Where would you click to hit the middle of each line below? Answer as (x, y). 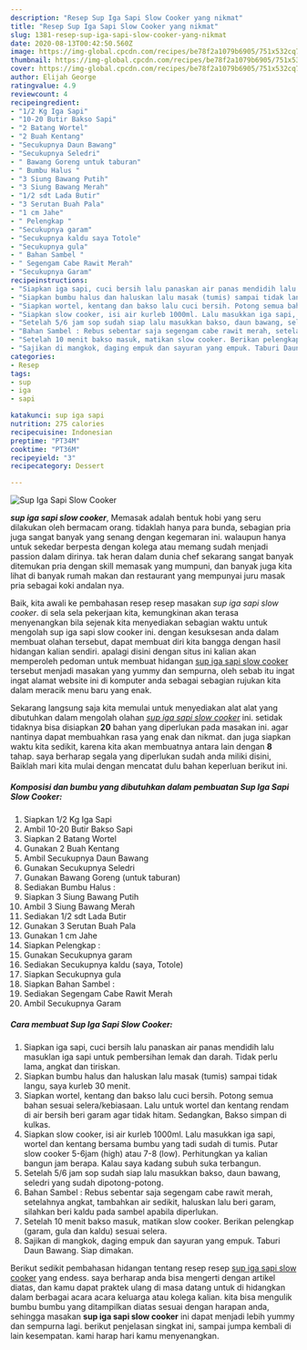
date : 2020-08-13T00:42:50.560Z (72, 43)
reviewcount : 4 (39, 94)
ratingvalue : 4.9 (43, 86)
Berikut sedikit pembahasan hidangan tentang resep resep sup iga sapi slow (153, 1268)
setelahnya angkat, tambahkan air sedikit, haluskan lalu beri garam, (150, 1202)
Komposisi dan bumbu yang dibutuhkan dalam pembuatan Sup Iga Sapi (150, 787)
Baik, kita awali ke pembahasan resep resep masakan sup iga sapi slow (144, 603)
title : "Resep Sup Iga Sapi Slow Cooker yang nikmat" (115, 26)
